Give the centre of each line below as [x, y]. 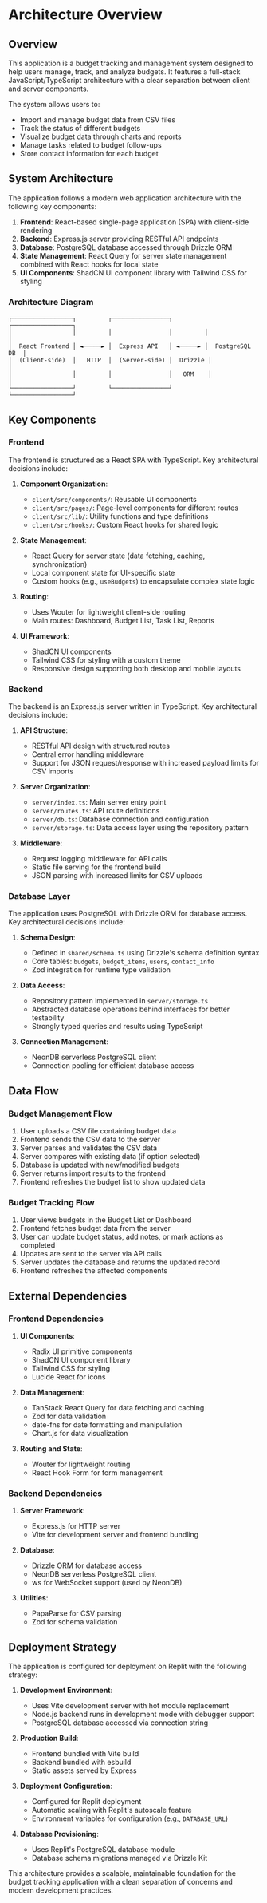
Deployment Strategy [63, 1647]
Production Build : [49, 1739]
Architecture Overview [85, 15]
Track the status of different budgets [80, 128]
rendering [36, 230]
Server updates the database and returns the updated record [120, 1262]
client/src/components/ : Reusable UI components [114, 499]
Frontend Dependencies [56, 1319]
